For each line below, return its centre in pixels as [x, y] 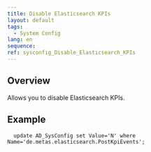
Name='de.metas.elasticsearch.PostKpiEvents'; [76, 142]
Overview [29, 81]
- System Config [37, 33]
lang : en [20, 40]
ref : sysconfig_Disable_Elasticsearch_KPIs [72, 53]
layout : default [31, 20]
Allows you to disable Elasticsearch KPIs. [66, 98]
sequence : [22, 46]
